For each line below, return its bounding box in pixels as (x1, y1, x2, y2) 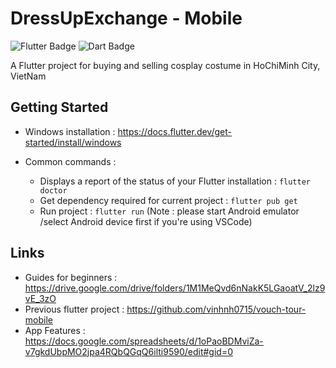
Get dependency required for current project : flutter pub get (39, 194, 298, 206)
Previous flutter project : (24, 303, 125, 315)
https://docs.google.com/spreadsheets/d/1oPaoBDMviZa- (24, 335, 264, 347)
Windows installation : (24, 125, 116, 137)
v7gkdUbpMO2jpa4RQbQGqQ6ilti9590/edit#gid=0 (24, 345, 233, 357)
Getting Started (10, 99, 109, 116)
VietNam (10, 70, 47, 82)
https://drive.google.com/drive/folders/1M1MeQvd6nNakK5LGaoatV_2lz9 (24, 282, 326, 294)
